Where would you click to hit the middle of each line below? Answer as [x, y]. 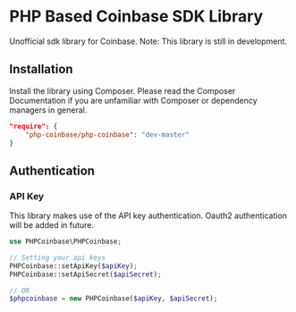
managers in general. [48, 110]
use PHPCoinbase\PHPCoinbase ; [66, 242]
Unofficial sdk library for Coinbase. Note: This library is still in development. [148, 41]
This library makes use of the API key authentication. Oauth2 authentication [148, 215]
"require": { [34, 126]
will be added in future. [52, 225]
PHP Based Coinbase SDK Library [136, 17]
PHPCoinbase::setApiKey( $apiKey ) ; [74, 266]
